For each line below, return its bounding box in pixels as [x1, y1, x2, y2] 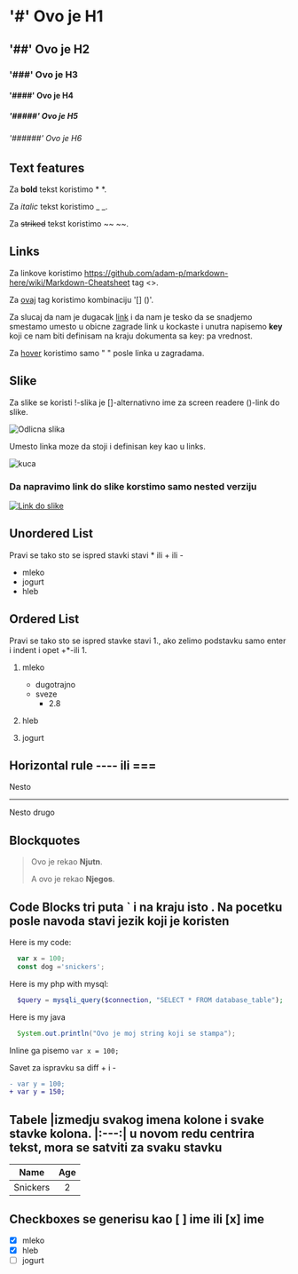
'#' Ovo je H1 [9, 6, 104, 27]
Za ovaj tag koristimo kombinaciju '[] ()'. [9, 294, 154, 305]
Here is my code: [9, 937, 72, 948]
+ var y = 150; [9, 1087, 66, 1096]
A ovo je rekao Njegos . [30, 873, 115, 885]
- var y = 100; [9, 1079, 66, 1088]
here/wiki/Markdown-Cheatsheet [9, 277, 130, 288]
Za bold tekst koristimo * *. [9, 184, 107, 195]
